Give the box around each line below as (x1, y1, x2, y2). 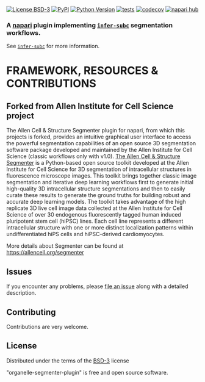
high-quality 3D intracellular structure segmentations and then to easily (6, 185, 185, 192)
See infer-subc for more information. (6, 43, 100, 50)
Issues (6, 266, 32, 277)
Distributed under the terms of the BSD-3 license (6, 357, 129, 364)
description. (6, 289, 37, 297)
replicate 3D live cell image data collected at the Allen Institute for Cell (6, 204, 183, 212)
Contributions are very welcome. (6, 323, 88, 330)
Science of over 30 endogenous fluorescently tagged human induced (6, 211, 181, 218)
